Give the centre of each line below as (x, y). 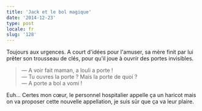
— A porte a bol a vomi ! (52, 84)
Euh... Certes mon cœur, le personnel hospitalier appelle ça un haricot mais (101, 95)
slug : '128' (21, 35)
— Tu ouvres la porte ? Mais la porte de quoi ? (79, 77)
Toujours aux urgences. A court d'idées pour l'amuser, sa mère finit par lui (100, 52)
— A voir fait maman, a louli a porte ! (67, 70)
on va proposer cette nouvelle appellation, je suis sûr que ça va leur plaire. (100, 102)
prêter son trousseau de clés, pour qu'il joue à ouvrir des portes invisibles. (100, 59)
